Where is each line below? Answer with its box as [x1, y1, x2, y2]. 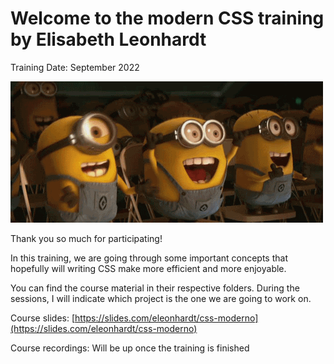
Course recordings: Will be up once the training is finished [10, 342, 250, 354]
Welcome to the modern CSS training [10, 7, 325, 30]
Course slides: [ [10, 312, 76, 324]
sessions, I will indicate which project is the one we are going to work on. [10, 292, 312, 304]
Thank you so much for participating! [10, 232, 163, 244]
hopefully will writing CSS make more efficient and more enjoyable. [10, 262, 287, 274]
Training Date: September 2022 [10, 61, 140, 73]
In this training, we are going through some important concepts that [10, 252, 289, 264]
